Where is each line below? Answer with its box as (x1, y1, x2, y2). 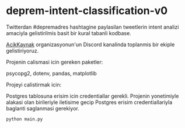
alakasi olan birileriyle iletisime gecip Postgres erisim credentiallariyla (6, 98, 173, 106)
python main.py (6, 116, 43, 122)
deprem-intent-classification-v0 (6, 4, 168, 18)
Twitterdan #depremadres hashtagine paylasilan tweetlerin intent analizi (6, 23, 179, 30)
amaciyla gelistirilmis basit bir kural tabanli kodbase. (6, 29, 131, 36)
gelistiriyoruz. (6, 47, 39, 54)
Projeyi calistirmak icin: (6, 81, 62, 88)
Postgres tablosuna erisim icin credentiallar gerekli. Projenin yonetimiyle (6, 92, 179, 99)
